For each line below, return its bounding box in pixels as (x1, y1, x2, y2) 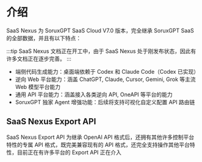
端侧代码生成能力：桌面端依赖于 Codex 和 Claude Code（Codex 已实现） (15, 68, 200, 75)
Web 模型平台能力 (15, 83, 61, 90)
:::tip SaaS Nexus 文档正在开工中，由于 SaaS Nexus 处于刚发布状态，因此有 (6, 47, 197, 55)
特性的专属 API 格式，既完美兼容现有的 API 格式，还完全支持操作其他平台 (6, 141, 190, 148)
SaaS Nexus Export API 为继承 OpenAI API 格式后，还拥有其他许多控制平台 (6, 133, 194, 141)
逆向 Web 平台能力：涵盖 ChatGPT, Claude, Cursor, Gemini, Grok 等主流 (15, 76, 197, 83)
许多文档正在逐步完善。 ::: (6, 55, 72, 62)
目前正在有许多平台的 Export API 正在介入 (16, 149, 122, 156)
